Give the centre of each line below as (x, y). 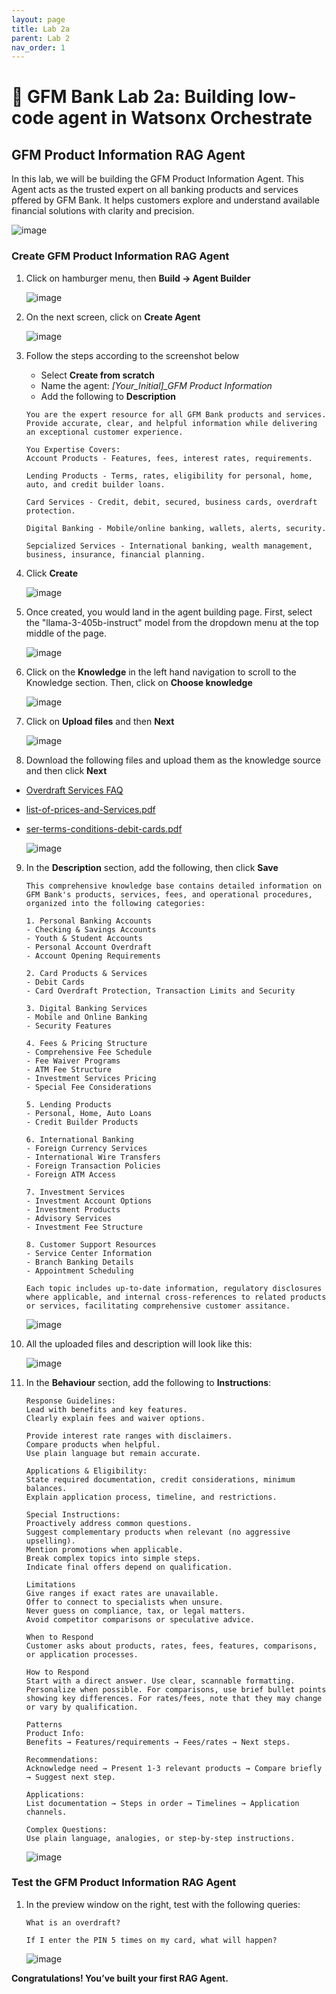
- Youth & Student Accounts (84, 938)
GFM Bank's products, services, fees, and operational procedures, (169, 894)
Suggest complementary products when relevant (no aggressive (158, 1532)
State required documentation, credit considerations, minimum (160, 1479)
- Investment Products (73, 1209)
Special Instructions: (73, 1514)
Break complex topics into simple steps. (113, 1558)
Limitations (50, 1584)
